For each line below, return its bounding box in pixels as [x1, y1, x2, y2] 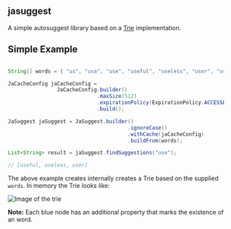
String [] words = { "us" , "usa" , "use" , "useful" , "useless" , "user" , [8, 68, 214, 75]
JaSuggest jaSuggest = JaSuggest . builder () [8, 118, 134, 125]
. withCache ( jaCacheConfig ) [127, 130, 205, 138]
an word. [8, 215, 33, 224]
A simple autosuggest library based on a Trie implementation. [8, 23, 182, 32]
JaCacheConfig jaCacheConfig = [8, 80, 97, 87]
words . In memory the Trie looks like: [8, 182, 110, 190]
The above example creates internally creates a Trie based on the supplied [8, 174, 219, 182]
